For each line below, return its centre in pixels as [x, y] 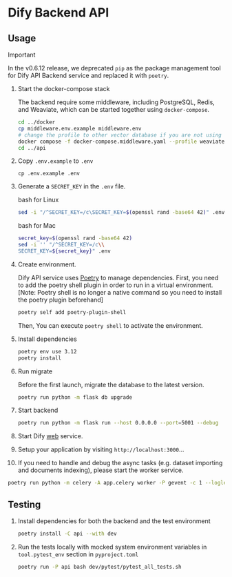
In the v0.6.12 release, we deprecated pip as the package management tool [114, 68]
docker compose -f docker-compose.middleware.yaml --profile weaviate [121, 141]
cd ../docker [36, 122]
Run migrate [35, 371]
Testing [24, 504]
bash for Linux [38, 200]
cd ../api [32, 148]
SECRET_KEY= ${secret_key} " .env [64, 251]
